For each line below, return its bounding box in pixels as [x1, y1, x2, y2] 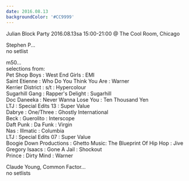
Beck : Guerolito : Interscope [6, 114, 75, 121]
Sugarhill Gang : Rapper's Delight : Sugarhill [6, 90, 112, 97]
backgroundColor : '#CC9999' [6, 14, 75, 20]
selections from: [6, 65, 45, 72]
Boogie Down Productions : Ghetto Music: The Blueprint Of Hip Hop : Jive [6, 140, 184, 147]
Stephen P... [6, 41, 36, 48]
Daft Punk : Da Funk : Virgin [6, 121, 73, 128]
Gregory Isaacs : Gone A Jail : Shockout [6, 145, 102, 152]
